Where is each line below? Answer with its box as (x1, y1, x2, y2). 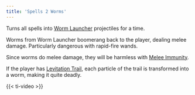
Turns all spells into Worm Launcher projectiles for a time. (6, 25, 145, 32)
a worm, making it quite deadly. (6, 71, 82, 78)
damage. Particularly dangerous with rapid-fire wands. (6, 42, 138, 49)
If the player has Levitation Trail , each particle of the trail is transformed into (6, 65, 189, 72)
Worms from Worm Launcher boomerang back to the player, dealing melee (6, 36, 187, 43)
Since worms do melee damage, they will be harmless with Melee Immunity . (6, 53, 189, 60)
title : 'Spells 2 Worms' (6, 8, 67, 15)
